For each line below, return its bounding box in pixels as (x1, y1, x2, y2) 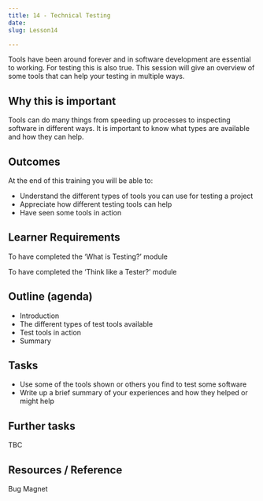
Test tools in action (19, 327, 81, 337)
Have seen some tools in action (19, 208, 122, 217)
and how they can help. (8, 132, 84, 142)
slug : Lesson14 (8, 26, 58, 34)
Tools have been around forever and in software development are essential (8, 54, 251, 64)
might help (19, 396, 55, 406)
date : (8, 19, 26, 27)
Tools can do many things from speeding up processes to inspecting (8, 115, 231, 125)
